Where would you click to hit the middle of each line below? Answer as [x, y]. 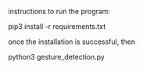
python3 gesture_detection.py [57, 57]
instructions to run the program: [59, 11]
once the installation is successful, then [71, 42]
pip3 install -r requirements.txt [57, 26]
